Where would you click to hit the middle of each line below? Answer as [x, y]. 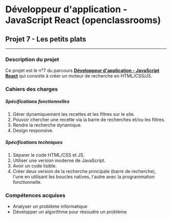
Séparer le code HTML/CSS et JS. [49, 155]
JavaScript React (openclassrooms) [83, 20]
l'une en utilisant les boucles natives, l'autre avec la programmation [84, 177]
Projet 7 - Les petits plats [46, 39]
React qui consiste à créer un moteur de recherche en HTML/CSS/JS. [79, 76]
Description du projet [32, 59]
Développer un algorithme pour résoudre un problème [70, 212]
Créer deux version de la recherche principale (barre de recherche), [84, 172]
